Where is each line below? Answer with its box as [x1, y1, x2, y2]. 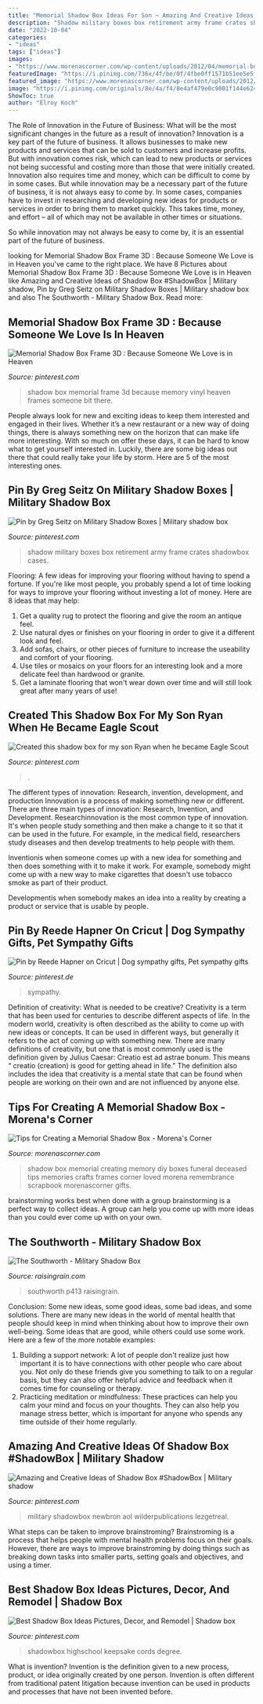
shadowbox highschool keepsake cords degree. [27, 1646, 182, 1656]
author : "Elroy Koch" [8, 99, 79, 107]
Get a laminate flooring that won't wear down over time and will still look [19, 677, 252, 687]
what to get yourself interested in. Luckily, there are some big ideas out [8, 444, 237, 454]
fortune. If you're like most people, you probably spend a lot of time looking [8, 578, 252, 589]
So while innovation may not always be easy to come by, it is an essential [8, 228, 244, 237]
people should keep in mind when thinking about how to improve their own [8, 1319, 249, 1327]
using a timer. [8, 1560, 52, 1570]
